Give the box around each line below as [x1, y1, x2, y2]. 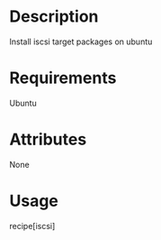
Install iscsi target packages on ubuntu [9, 36, 153, 47]
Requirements [9, 68, 117, 88]
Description [9, 6, 99, 27]
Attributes [9, 129, 87, 150]
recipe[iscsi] [9, 220, 56, 231]
